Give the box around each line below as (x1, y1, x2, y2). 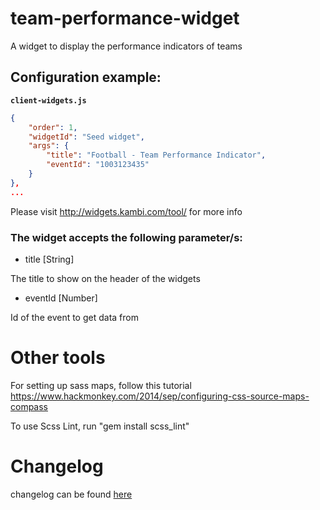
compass (10, 400, 49, 412)
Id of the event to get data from (10, 311, 139, 323)
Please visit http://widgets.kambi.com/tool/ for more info (10, 205, 243, 217)
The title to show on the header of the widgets (10, 272, 201, 284)
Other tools (10, 347, 106, 369)
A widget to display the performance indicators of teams (10, 40, 243, 52)
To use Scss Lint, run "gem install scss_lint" (10, 420, 190, 432)
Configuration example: (10, 69, 162, 86)
